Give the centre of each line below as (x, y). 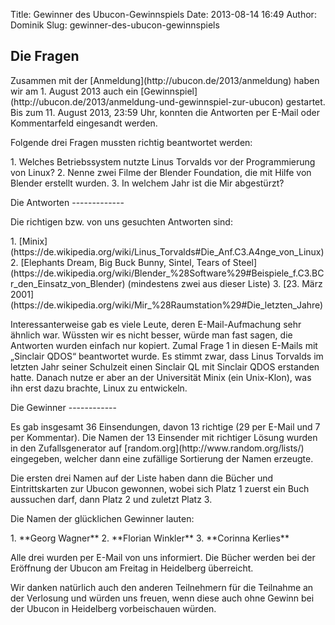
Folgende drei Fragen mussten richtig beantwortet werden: (131, 142)
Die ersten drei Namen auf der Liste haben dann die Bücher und (142, 478)
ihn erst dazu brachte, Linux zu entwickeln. (99, 388)
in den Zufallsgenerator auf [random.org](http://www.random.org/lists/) (157, 448)
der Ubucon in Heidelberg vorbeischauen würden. (113, 608)
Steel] (245, 262)
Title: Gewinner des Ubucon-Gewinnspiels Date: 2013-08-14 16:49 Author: (163, 14)
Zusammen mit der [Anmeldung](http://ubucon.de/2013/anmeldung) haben (165, 80)
